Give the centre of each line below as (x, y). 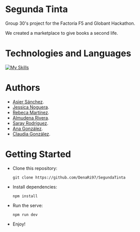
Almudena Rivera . (31, 118)
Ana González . (28, 128)
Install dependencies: (35, 187)
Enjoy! (19, 224)
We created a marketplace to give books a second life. (62, 33)
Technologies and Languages (68, 53)
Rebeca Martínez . (31, 112)
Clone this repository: (35, 168)
